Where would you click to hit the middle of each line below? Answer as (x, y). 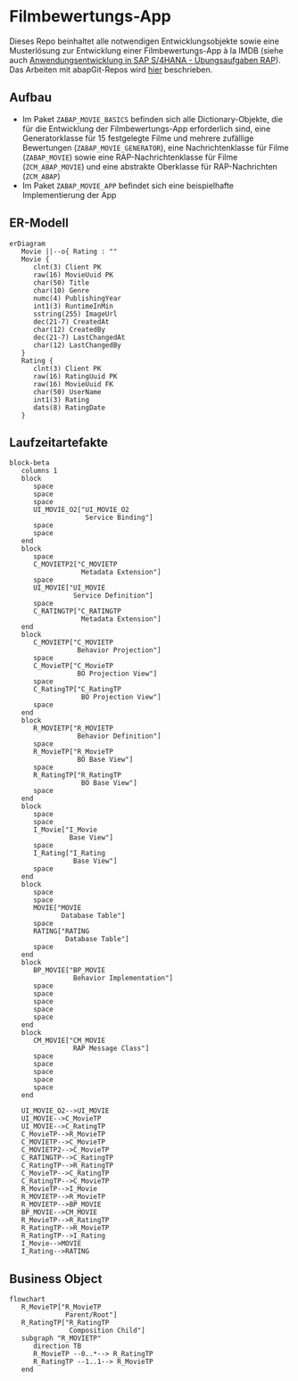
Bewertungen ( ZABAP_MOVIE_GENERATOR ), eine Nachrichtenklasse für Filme (155, 147)
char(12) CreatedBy (69, 329)
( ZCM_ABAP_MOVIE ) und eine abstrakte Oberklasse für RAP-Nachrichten (150, 166)
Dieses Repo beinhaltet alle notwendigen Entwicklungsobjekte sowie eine (144, 41)
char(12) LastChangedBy (77, 345)
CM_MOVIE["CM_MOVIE (69, 1041)
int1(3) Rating (61, 400)
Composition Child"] (107, 1331)
